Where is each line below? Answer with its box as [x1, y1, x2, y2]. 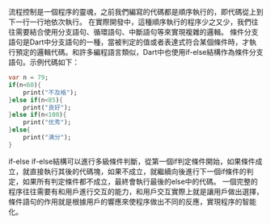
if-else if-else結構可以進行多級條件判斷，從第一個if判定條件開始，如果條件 [8, 156, 256, 166]
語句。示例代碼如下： [8, 57, 79, 67]
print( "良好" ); [23, 103, 72, 111]
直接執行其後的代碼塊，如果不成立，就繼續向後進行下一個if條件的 [29, 166, 247, 176]
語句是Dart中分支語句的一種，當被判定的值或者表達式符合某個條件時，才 [8, 37, 250, 47]
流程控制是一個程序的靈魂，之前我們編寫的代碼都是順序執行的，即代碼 [8, 7, 243, 16]
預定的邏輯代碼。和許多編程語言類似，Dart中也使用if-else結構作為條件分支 [15, 48, 264, 56]
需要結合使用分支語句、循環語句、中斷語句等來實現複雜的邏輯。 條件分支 [15, 27, 259, 36]
